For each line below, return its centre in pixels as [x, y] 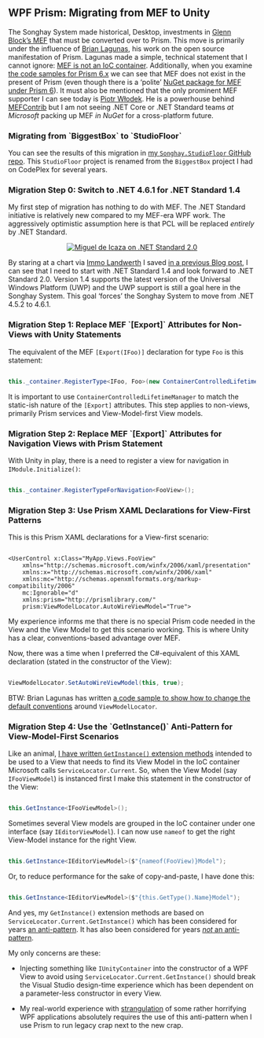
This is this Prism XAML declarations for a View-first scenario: [109, 537]
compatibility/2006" [42, 586]
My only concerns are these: [54, 953]
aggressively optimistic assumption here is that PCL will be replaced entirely [131, 224]
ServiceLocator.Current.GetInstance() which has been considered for [123, 921]
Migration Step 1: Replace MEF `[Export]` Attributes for [114, 325]
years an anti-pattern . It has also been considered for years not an [115, 929]
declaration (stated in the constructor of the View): [90, 662]
